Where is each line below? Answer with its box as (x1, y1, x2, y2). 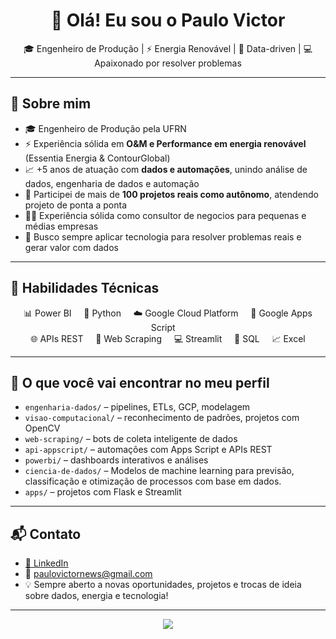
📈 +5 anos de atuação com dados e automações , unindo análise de (24, 163, 308, 175)
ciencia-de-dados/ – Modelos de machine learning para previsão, (24, 465, 295, 477)
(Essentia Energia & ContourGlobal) (24, 152, 171, 164)
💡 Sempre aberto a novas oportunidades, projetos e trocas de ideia (24, 579, 302, 591)
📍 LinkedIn (24, 557, 69, 569)
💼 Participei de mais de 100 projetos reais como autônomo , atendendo (24, 188, 319, 200)
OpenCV (24, 422, 61, 434)
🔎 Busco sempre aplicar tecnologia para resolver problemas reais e (24, 230, 302, 243)
